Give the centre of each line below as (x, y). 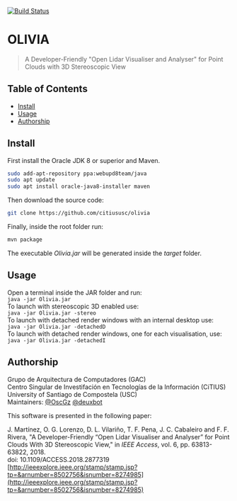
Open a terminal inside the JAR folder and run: (75, 292)
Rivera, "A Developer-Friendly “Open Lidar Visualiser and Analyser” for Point (118, 437)
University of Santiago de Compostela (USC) (73, 394)
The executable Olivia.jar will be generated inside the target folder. (104, 253)
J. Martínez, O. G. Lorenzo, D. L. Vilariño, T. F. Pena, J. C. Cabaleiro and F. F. (118, 429)
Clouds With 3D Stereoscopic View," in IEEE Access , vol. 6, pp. (99, 444)
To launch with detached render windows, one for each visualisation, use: (115, 334)
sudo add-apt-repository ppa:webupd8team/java (77, 174)
